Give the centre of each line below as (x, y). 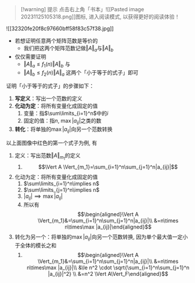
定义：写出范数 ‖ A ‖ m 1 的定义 (48, 157)
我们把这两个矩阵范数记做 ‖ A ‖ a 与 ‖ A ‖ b (69, 49)
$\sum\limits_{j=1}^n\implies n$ (61, 190)
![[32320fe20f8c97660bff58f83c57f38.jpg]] (60, 28)
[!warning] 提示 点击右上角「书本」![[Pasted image (82, 9)
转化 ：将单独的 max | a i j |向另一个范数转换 (64, 130)
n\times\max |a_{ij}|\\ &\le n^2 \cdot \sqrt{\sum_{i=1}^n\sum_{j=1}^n (108, 267)
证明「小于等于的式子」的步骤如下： (50, 86)
